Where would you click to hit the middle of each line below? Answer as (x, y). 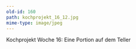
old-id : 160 (21, 12)
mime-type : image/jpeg (34, 23)
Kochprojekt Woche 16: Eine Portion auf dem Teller (69, 40)
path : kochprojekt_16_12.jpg (42, 17)
